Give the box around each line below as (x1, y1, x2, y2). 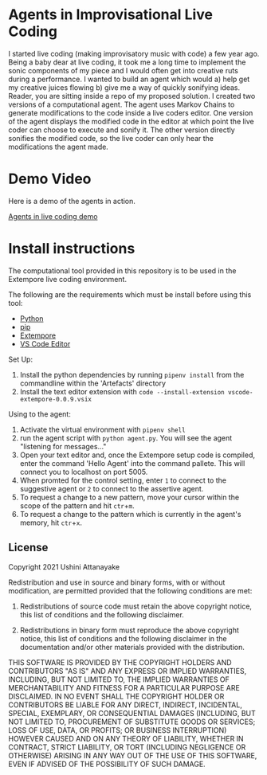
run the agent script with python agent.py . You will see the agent (19, 433, 233, 443)
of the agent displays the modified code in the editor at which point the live (8, 116, 255, 126)
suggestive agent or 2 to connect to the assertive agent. (19, 483, 204, 493)
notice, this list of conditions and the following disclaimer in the (19, 633, 227, 643)
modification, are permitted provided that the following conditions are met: (8, 585, 253, 595)
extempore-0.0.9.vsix (19, 395, 92, 403)
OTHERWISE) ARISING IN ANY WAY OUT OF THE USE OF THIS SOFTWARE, (8, 750, 257, 760)
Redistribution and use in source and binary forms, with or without (8, 577, 226, 587)
